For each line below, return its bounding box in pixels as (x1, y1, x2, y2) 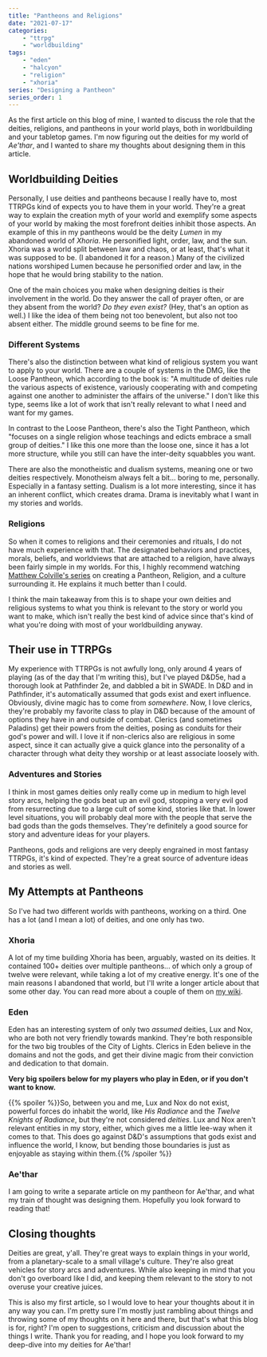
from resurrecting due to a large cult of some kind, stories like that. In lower (8, 804, 256, 813)
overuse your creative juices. (8, 1282, 104, 1292)
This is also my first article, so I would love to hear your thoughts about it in (8, 1298, 255, 1308)
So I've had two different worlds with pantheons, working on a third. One (8, 906, 247, 916)
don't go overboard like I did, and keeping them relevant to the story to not (8, 1274, 253, 1284)
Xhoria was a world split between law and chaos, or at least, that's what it (8, 244, 250, 254)
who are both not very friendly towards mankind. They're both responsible (8, 1033, 253, 1042)
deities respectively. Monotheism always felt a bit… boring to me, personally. (8, 473, 260, 483)
